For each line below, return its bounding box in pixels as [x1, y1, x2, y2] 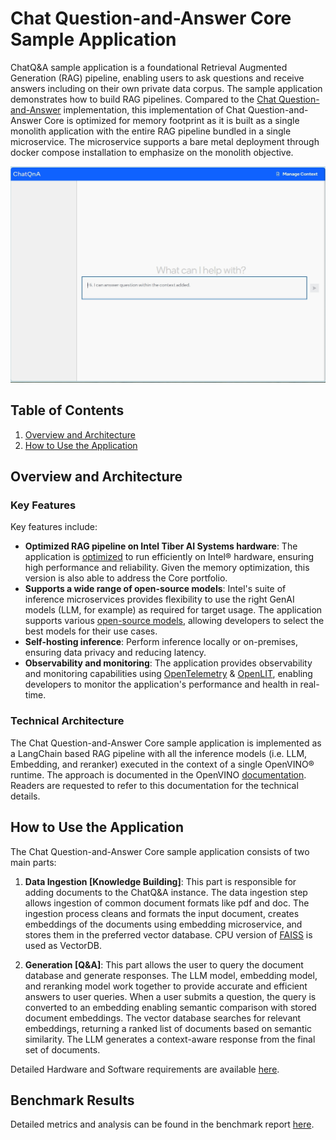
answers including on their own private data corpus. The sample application [10, 82, 323, 94]
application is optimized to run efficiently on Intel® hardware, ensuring [24, 551, 315, 563]
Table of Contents [10, 402, 125, 419]
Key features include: [10, 521, 98, 533]
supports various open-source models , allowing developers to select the [24, 615, 325, 627]
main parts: [10, 856, 57, 868]
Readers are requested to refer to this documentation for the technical [10, 779, 299, 791]
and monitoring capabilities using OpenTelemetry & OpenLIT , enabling [24, 668, 313, 680]
